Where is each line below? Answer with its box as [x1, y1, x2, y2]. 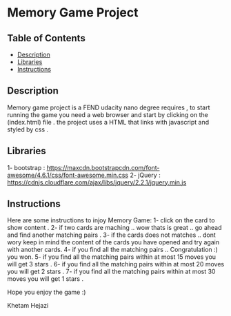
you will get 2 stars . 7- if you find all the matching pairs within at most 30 [7, 267, 216, 276]
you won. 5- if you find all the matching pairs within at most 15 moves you [7, 253, 216, 261]
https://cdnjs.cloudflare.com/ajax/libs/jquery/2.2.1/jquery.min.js [7, 178, 187, 187]
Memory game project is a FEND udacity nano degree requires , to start [7, 103, 210, 112]
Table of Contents [7, 32, 86, 44]
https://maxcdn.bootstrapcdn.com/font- [46, 163, 160, 171]
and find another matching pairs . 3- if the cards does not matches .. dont [7, 231, 216, 239]
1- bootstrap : [7, 163, 46, 171]
